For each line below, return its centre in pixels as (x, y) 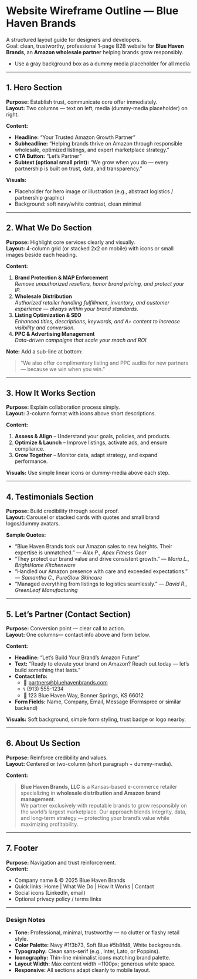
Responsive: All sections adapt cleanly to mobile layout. (82, 970)
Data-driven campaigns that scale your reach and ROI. (81, 340)
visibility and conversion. (45, 328)
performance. (31, 461)
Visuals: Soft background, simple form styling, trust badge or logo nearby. (96, 719)
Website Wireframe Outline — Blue (92, 11)
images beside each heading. (42, 254)
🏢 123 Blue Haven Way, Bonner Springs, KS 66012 (84, 695)
